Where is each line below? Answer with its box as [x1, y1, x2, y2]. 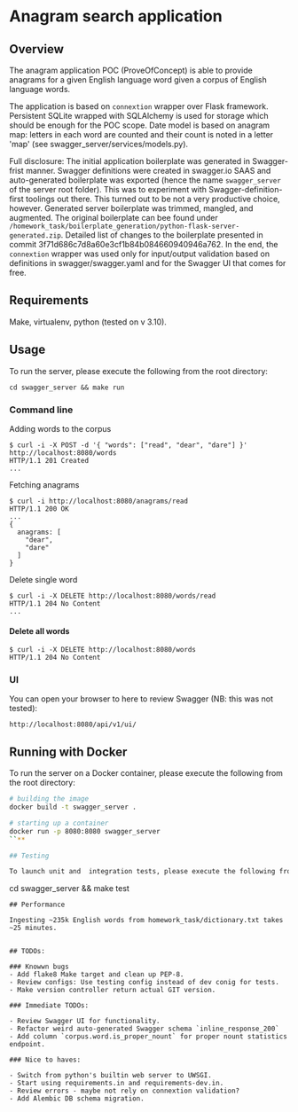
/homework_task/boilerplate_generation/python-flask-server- [9, 222, 240, 231]
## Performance [9, 900, 66, 910]
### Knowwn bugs [9, 962, 69, 972]
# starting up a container [9, 818, 109, 827]
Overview [9, 42, 65, 57]
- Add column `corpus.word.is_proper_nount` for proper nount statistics [9, 1032, 288, 1041]
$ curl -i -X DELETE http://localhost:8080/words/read [9, 591, 216, 600]
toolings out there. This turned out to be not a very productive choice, [25, 193, 281, 204]
